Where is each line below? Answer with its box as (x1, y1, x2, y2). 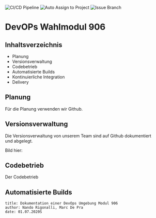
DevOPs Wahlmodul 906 (5, 22, 106, 32)
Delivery (12, 79, 29, 85)
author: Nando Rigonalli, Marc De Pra (5, 205, 83, 210)
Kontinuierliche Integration (12, 74, 65, 80)
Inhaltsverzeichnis (5, 41, 62, 49)
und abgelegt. (5, 138, 33, 144)
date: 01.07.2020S (5, 209, 42, 215)
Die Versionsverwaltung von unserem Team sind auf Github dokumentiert (5, 133, 152, 139)
